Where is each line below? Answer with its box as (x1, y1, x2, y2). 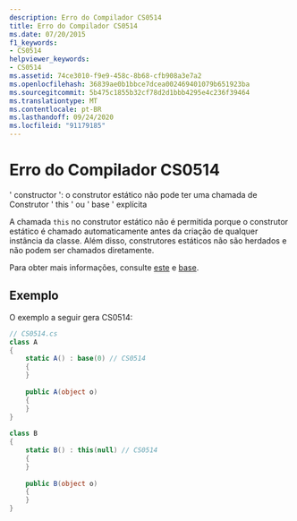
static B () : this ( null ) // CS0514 (25, 446, 158, 455)
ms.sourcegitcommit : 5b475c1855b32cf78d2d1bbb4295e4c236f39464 (9, 88, 250, 97)
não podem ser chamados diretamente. (9, 244, 155, 255)
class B (9, 429, 38, 439)
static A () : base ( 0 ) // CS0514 (25, 354, 146, 363)
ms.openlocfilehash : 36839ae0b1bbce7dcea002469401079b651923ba (9, 80, 250, 89)
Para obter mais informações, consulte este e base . (9, 261, 199, 273)
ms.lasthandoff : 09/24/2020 (9, 113, 115, 122)
